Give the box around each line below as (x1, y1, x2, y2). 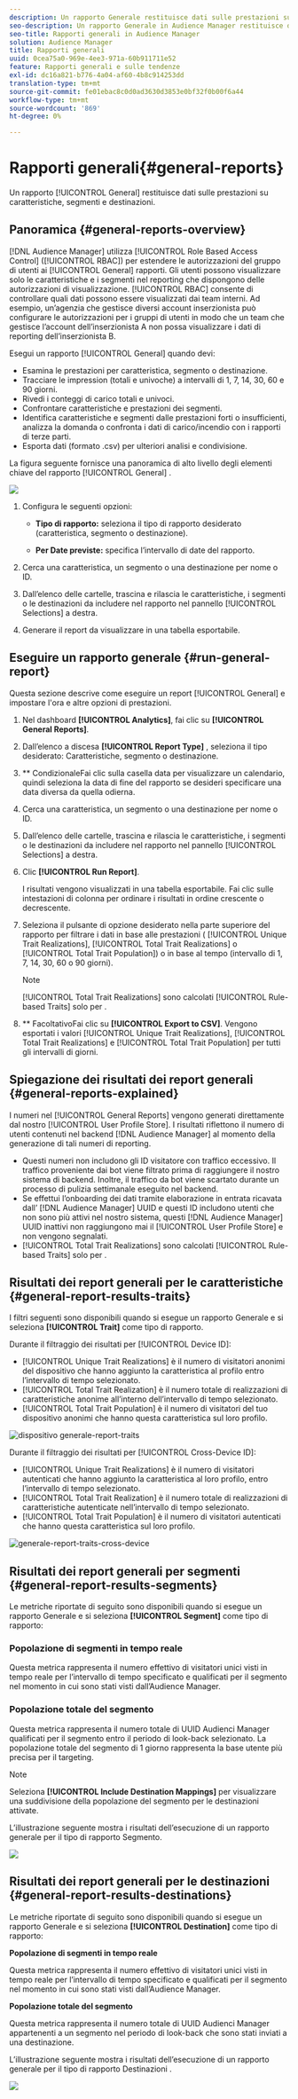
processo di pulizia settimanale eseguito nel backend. (21, 1183, 219, 1194)
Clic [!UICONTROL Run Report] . (21, 866, 140, 877)
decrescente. (21, 902, 71, 913)
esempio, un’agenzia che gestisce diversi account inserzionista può (9, 303, 256, 313)
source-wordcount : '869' (9, 104, 101, 113)
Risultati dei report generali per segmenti (9, 1563, 241, 1579)
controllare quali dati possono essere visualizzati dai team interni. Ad (9, 293, 261, 303)
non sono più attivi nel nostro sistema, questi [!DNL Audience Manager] (21, 1212, 284, 1222)
